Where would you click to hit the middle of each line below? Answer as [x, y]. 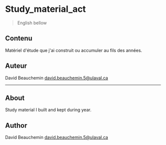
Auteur [16, 66]
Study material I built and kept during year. [48, 110]
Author [16, 125]
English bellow [32, 23]
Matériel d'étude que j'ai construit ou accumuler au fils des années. [74, 50]
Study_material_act [46, 9]
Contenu [19, 38]
